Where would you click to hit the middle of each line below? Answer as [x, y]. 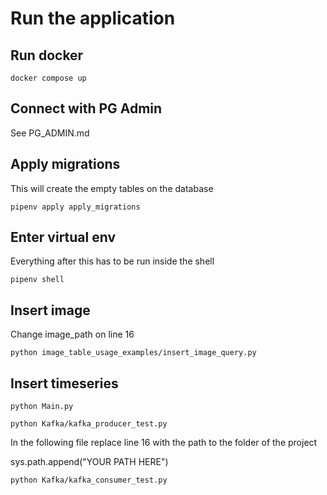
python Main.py [42, 407]
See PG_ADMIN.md [50, 133]
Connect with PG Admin [86, 108]
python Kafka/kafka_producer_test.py [89, 424]
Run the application [93, 18]
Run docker [47, 55]
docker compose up [48, 78]
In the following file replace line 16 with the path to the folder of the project [164, 443]
